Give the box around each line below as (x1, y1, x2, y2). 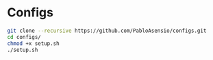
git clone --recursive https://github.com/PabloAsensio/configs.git (7, 27, 207, 34)
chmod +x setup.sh (7, 40, 60, 47)
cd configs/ (7, 33, 41, 40)
